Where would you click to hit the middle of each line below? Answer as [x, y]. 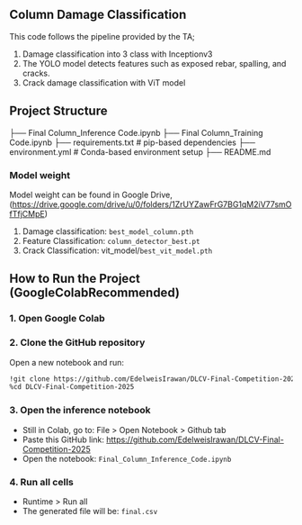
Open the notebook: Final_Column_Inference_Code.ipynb [127, 458]
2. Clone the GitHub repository [77, 343]
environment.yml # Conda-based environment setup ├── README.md [140, 151]
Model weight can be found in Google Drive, [91, 195]
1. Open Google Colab [57, 319]
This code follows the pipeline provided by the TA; [102, 36]
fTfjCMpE [27, 213]
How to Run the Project [75, 279]
